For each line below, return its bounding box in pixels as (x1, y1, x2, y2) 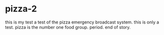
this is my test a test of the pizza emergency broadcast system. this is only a (5, 19, 159, 25)
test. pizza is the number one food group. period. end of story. (5, 24, 131, 30)
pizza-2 (5, 3, 37, 14)
